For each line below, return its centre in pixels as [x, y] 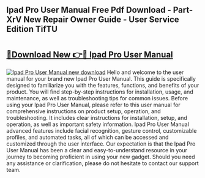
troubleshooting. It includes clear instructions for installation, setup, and [97, 118]
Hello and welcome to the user [145, 72]
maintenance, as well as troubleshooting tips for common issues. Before [97, 98]
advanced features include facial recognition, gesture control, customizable [102, 131]
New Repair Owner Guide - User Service [101, 20]
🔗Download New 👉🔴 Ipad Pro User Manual [90, 54]
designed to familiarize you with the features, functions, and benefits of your [103, 85]
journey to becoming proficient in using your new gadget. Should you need [101, 157]
